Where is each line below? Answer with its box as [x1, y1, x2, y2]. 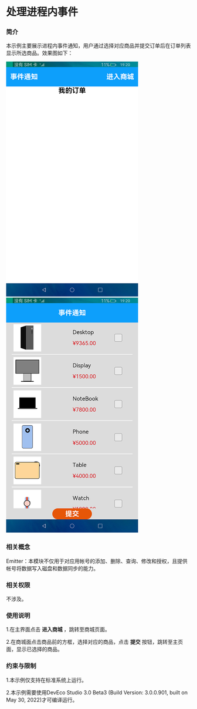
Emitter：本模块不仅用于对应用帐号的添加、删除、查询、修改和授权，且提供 [6, 557, 188, 564]
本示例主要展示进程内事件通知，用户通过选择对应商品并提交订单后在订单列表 [6, 42, 191, 49]
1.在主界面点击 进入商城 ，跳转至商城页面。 [6, 626, 110, 633]
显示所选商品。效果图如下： [6, 49, 73, 56]
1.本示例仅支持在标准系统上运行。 [6, 676, 87, 683]
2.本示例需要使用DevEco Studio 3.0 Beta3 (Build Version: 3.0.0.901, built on [6, 688, 188, 696]
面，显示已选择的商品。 [6, 646, 63, 653]
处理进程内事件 [6, 5, 79, 19]
